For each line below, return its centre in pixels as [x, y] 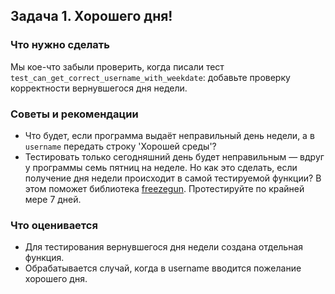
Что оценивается [54, 225]
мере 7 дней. [53, 199]
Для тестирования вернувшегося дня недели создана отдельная [164, 247]
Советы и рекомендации [74, 114]
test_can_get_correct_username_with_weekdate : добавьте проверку [150, 77]
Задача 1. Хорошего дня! [91, 16]
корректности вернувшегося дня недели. [99, 88]
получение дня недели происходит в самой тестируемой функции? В [173, 178]
